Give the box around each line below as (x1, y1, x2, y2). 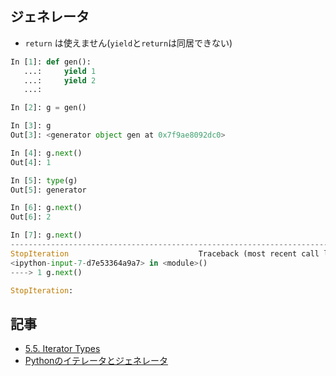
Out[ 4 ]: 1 (10, 157, 52, 167)
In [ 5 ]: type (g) (10, 175, 78, 186)
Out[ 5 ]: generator (10, 185, 87, 195)
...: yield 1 (23, 66, 97, 76)
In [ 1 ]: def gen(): (10, 57, 92, 67)
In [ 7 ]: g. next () (10, 230, 83, 241)
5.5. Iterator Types (24, 343, 101, 355)
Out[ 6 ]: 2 (10, 212, 52, 222)
